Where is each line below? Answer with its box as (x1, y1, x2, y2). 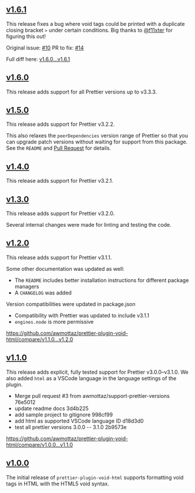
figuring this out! (6, 32, 46, 40)
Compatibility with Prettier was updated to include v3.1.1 (14, 311, 150, 319)
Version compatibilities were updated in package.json (6, 300, 136, 307)
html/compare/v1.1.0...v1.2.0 (6, 336, 73, 343)
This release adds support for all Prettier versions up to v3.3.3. (6, 88, 157, 95)
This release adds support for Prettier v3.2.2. (6, 120, 115, 128)
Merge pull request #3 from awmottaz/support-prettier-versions (14, 392, 170, 399)
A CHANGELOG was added (14, 289, 72, 296)
